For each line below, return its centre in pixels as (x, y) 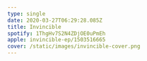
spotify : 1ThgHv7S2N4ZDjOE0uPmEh (57, 33)
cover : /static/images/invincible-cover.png (74, 46)
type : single (27, 14)
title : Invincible (34, 27)
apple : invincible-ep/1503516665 (57, 40)
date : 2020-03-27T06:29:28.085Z (55, 20)
